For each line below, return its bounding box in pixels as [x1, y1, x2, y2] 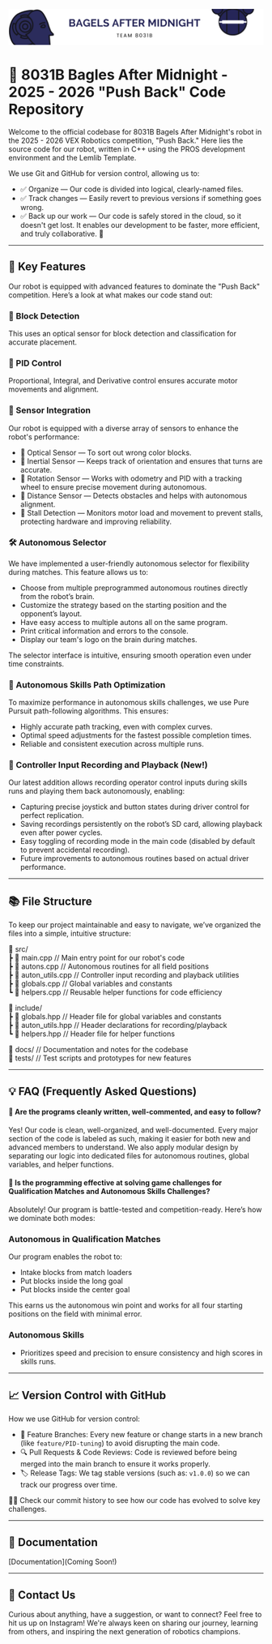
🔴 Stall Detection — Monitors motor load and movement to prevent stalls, [19, 507, 263, 517]
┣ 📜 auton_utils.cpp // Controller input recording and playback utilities [8, 970, 240, 980]
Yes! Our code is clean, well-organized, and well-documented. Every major [8, 1124, 259, 1135]
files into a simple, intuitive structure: [8, 929, 132, 939]
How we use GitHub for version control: [8, 1414, 140, 1424]
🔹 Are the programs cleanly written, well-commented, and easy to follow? [8, 1107, 261, 1117]
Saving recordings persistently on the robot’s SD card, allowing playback [19, 820, 263, 829]
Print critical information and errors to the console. [19, 626, 189, 636]
